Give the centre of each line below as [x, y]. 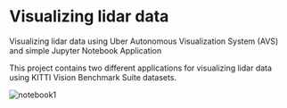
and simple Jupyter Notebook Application [86, 50]
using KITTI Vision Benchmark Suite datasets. [93, 77]
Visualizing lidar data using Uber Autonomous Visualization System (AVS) [144, 41]
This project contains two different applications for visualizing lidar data [141, 68]
